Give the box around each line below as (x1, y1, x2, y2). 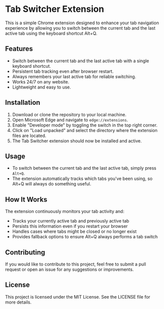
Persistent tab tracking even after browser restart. (12, 68, 114, 74)
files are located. (12, 132, 47, 138)
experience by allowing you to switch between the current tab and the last (5, 25, 156, 31)
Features (5, 44, 33, 53)
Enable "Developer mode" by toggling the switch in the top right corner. (12, 122, 158, 128)
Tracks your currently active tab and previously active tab (12, 218, 130, 224)
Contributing (5, 248, 45, 257)
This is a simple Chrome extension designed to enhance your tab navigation (5, 20, 159, 26)
